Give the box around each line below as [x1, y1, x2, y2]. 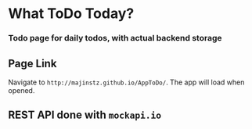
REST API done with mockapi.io [8, 109, 162, 122]
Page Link [8, 56, 57, 70]
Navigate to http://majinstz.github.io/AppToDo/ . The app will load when [8, 77, 245, 87]
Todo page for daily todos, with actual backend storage [8, 33, 222, 44]
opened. [8, 85, 35, 95]
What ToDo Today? [8, 5, 135, 23]
